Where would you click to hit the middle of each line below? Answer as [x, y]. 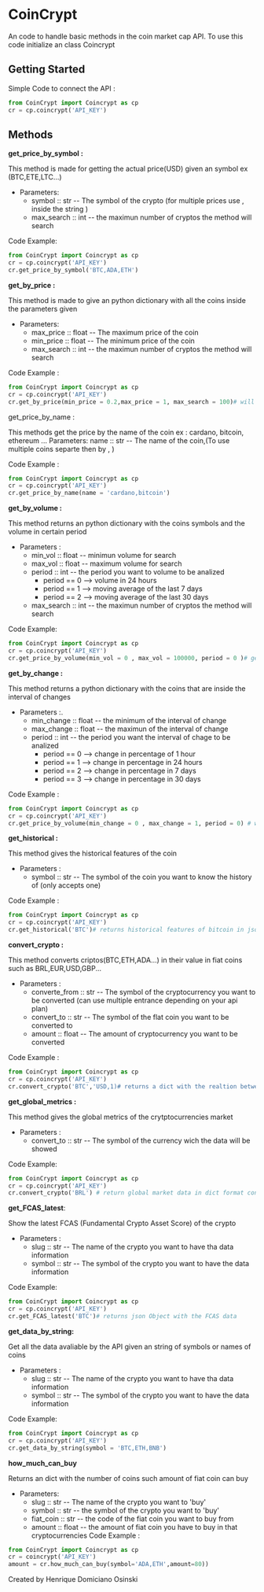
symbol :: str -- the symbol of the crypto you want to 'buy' [125, 1510]
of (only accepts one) [66, 885]
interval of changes [39, 696]
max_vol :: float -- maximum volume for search [106, 563]
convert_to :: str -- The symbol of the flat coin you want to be [130, 1018]
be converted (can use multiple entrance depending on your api [134, 1000]
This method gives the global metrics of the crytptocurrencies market [121, 1117]
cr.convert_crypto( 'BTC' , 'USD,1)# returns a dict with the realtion [123, 1086]
